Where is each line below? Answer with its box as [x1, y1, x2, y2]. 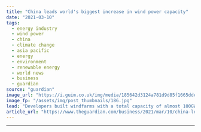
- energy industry [11, 25, 58, 32]
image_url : [6, 92, 33, 98]
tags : [6, 20, 20, 26]
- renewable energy [11, 64, 60, 70]
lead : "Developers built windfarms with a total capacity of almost [6, 103, 181, 109]
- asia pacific [11, 48, 50, 54]
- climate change [11, 42, 55, 48]
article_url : [6, 109, 39, 115]
